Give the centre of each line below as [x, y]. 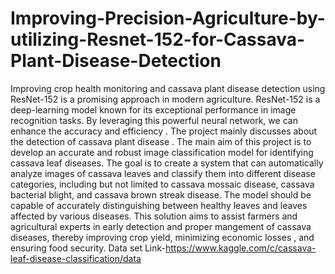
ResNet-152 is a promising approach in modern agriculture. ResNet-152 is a [165, 99]
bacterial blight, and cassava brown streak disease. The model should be [161, 194]
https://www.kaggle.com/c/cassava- [241, 248]
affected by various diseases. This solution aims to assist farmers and [154, 216]
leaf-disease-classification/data [76, 258]
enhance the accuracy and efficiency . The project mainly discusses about [164, 131]
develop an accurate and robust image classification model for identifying [162, 152]
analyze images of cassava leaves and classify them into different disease [163, 173]
